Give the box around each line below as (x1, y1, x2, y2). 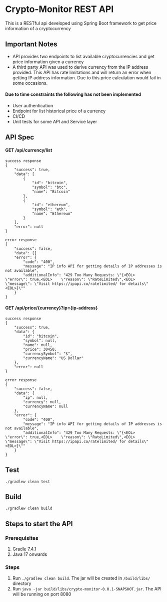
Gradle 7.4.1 (12, 546, 36, 552)
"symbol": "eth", (31, 207, 68, 212)
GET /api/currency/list (5, 147, 52, 153)
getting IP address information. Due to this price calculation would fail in (12, 74, 161, 81)
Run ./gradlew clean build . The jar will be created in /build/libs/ (12, 575, 150, 581)
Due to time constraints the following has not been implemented (5, 91, 141, 97)
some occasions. (12, 80, 48, 86)
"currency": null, (23, 399, 61, 404)
